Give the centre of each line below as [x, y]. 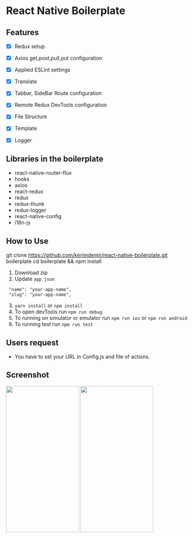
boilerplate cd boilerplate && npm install [54, 261]
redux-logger [30, 210]
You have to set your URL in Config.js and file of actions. [82, 357]
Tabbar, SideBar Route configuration [58, 93]
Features [22, 32]
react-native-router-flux [43, 173]
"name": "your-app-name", [40, 290]
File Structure [31, 117]
